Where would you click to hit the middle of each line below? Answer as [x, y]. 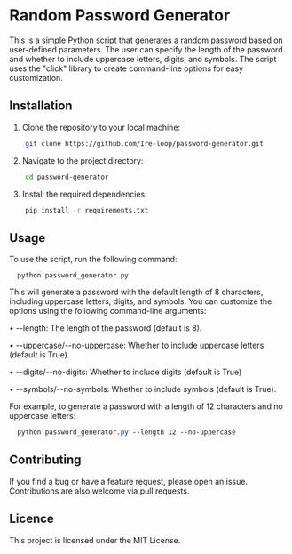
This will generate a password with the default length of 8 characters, [136, 292]
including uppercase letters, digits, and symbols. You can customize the [141, 301]
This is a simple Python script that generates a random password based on [146, 40]
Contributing [45, 460]
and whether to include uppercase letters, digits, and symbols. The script [143, 59]
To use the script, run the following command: [93, 260]
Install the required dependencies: [85, 194]
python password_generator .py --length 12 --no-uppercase [127, 432]
